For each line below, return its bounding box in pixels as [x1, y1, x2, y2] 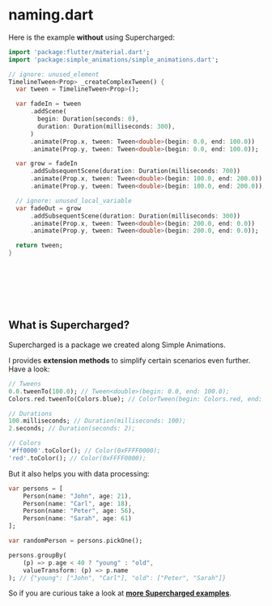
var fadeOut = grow [15, 204, 82, 212]
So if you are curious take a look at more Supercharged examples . [8, 588, 232, 598]
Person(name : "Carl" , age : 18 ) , [23, 499, 132, 507]
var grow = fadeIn [15, 159, 79, 167]
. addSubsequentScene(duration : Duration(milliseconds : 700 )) [29, 167, 241, 176]
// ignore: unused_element [8, 70, 100, 78]
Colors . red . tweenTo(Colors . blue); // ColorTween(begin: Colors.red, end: [8, 395, 263, 403]
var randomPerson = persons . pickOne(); [8, 536, 143, 545]
